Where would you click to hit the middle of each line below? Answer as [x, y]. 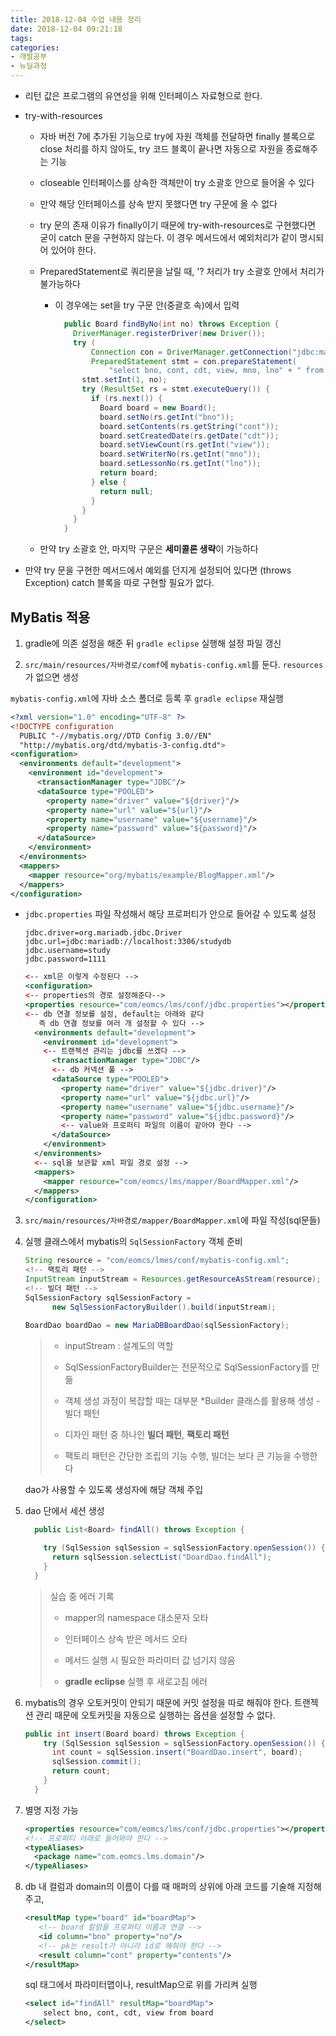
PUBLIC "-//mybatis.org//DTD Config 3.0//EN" [116, 736]
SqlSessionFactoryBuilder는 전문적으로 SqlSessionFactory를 [187, 1367]
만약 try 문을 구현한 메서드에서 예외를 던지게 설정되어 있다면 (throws [158, 570]
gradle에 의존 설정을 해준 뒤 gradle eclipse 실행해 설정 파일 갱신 [153, 643]
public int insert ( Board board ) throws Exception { [134, 1734]
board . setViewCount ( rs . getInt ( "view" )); [185, 445]
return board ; [129, 473]
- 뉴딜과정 [29, 66]
